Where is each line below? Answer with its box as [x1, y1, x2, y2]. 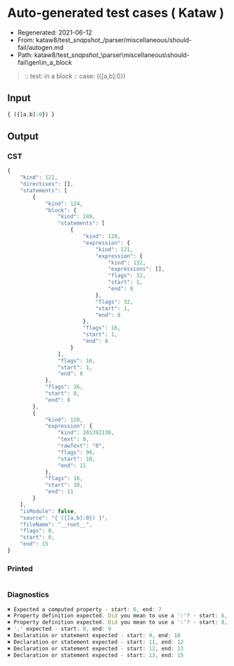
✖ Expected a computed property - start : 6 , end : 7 [7, 605, 162, 613]
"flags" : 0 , [20, 527, 55, 534]
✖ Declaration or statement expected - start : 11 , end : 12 [7, 639, 184, 646]
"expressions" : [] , [108, 265, 165, 272]
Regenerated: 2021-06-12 [17, 28, 93, 37]
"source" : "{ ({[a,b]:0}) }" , [20, 514, 109, 522]
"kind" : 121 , [95, 246, 134, 253]
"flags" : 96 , [57, 448, 96, 455]
